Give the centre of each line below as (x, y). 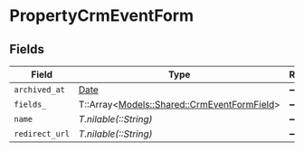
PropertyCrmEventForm (102, 16)
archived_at (40, 90)
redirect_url (42, 133)
